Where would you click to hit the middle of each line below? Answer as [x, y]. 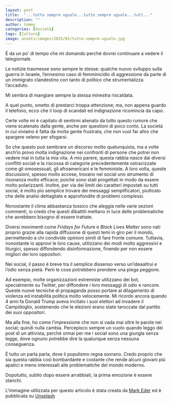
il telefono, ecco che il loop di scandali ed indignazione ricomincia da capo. [85, 111]
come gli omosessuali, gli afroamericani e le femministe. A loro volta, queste [86, 169]
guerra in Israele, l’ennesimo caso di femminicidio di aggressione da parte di [86, 74]
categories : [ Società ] [30, 29]
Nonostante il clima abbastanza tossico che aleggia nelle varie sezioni [79, 206]
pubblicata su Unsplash [30, 396]
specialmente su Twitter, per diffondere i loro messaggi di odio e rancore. [83, 285]
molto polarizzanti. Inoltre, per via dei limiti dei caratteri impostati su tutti [82, 185]
